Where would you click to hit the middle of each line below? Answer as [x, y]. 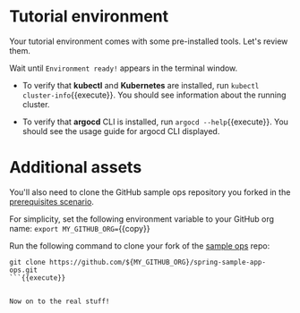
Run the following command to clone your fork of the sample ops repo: [140, 245]
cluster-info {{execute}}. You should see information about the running [154, 95]
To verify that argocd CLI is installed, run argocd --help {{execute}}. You [155, 122]
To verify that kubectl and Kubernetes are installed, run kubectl [141, 85]
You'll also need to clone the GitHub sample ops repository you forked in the [150, 192]
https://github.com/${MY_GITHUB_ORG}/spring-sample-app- [158, 262]
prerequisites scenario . [51, 201]
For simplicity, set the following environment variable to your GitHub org [142, 219]
